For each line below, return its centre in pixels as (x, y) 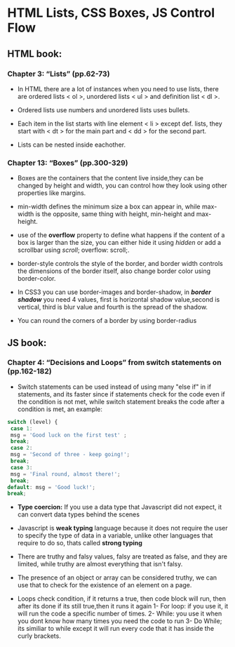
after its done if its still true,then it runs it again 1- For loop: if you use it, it (123, 606)
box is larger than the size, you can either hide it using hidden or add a (119, 243)
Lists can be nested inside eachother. (72, 145)
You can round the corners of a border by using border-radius (107, 321)
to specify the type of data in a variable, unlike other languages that (115, 535)
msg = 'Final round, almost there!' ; (65, 474)
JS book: (27, 343)
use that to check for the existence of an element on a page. (105, 585)
